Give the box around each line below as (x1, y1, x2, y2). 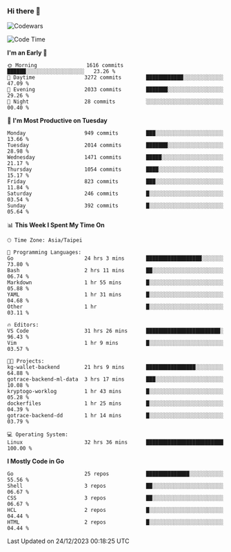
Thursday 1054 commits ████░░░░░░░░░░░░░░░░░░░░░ (7, 166, 224, 173)
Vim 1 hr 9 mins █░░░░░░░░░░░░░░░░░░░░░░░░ (7, 340, 224, 347)
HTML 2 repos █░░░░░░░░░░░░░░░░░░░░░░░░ (7, 519, 224, 526)
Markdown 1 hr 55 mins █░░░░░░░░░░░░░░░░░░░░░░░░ (7, 279, 224, 286)
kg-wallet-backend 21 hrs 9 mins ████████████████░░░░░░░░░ (7, 364, 224, 371)
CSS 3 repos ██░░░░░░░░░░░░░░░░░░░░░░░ (7, 495, 224, 502)
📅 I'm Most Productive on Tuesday (7, 117, 108, 125)
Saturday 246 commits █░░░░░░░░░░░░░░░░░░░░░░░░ (7, 190, 224, 198)
